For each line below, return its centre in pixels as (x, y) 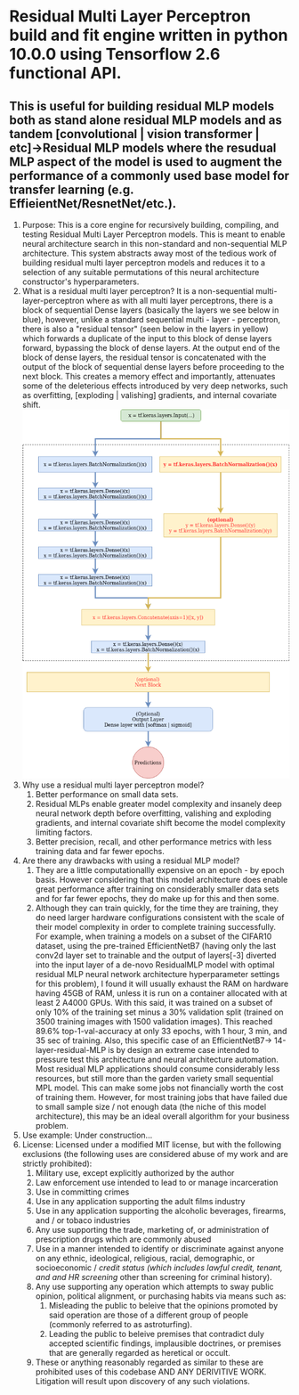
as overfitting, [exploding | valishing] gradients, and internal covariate (149, 395)
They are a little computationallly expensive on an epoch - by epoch (160, 869)
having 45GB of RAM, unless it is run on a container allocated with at (161, 993)
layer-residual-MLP (71, 1049)
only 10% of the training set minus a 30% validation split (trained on (159, 1012)
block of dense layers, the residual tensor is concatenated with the (144, 357)
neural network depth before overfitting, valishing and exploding (153, 813)
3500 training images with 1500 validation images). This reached (154, 1021)
